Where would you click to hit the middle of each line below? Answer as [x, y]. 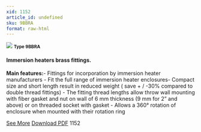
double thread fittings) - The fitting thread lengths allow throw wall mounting [100, 92]
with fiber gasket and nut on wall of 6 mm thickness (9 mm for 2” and [92, 99]
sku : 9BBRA [20, 23]
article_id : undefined [34, 17]
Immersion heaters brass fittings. [49, 60]
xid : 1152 [19, 12]
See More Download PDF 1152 [43, 123]
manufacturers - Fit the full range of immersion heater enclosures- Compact [100, 80]
